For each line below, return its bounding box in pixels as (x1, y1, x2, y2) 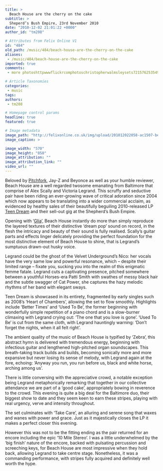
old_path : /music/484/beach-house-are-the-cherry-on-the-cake (5, 47, 133, 53)
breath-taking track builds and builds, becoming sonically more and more (5, 349, 152, 355)
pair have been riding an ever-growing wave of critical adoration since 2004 (5, 193, 158, 199)
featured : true (5, 120, 36, 125)
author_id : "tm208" (5, 30, 45, 35)
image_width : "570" (5, 146, 45, 151)
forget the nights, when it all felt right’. (5, 325, 81, 330)
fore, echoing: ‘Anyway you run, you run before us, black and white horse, (5, 360, 153, 365)
